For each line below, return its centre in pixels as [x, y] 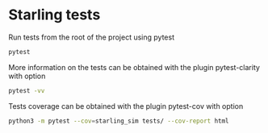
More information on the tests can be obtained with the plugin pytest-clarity [134, 67]
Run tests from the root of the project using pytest [92, 37]
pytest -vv [27, 90]
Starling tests [54, 15]
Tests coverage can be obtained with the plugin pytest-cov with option [126, 106]
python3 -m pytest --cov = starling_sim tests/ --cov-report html [119, 121]
